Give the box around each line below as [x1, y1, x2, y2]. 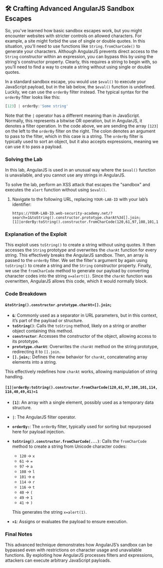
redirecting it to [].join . [12, 349, 61, 355]
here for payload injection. [12, 429, 65, 435]
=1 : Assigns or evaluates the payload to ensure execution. [12, 518, 128, 524]
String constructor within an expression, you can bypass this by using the [5, 53, 153, 59]
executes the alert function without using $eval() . [5, 187, 107, 193]
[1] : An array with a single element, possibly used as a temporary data [12, 399, 154, 405]
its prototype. [12, 338, 39, 344]
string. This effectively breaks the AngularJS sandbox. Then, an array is [5, 252, 148, 258]
